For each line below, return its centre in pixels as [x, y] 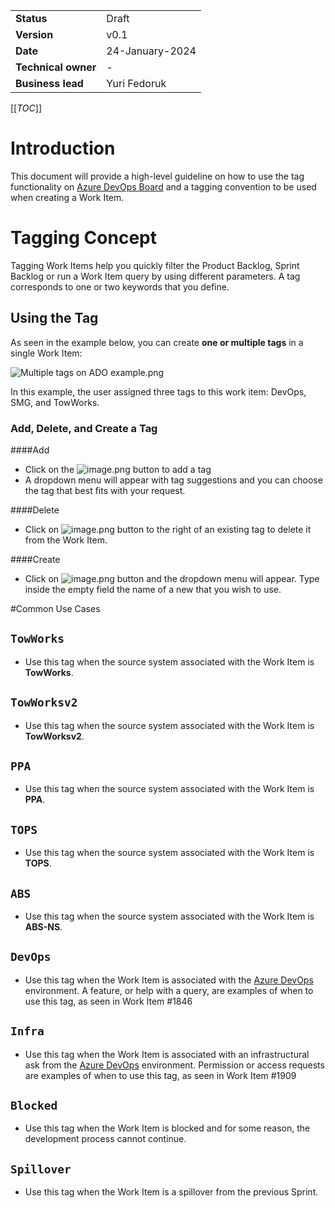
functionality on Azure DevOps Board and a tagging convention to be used [163, 186]
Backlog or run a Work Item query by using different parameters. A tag [155, 276]
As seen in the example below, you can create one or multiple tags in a [157, 342]
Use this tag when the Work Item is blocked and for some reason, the [167, 1128]
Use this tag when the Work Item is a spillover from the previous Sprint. [171, 1192]
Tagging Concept [83, 238]
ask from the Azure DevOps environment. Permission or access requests [174, 1065]
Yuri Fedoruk [136, 83]
